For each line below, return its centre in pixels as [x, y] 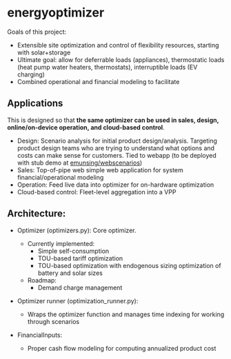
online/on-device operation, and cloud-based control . [86, 127]
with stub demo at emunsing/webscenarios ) [80, 163]
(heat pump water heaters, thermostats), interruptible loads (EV [107, 67]
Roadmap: [42, 280]
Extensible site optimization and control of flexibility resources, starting [118, 45]
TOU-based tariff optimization [80, 258]
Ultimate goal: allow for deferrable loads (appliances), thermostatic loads [121, 59]
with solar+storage [44, 52]
